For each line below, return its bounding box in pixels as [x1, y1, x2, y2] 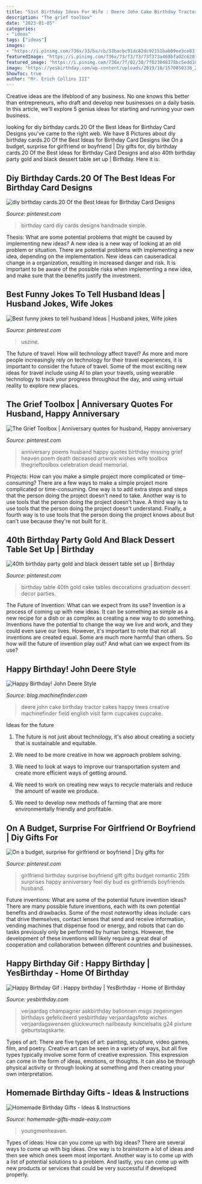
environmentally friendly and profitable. [14, 805, 113, 813]
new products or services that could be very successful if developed [6, 1164, 177, 1171]
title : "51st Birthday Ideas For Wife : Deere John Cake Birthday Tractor [6, 8, 198, 15]
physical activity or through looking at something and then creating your [6, 1063, 185, 1071]
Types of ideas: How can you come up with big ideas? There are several [6, 1139, 185, 1146]
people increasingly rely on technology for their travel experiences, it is [6, 356, 182, 364]
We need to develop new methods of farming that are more [14, 799, 162, 807]
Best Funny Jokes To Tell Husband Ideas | [6, 289, 165, 300]
